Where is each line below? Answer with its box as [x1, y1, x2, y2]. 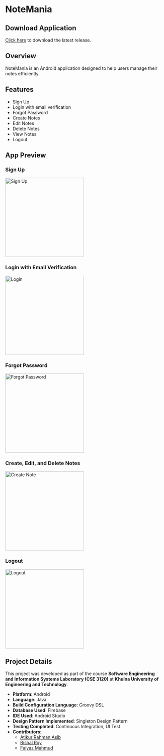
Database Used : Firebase [12, 707, 66, 713]
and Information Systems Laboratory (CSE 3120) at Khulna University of [5, 676, 159, 682]
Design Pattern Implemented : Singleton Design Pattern [12, 718, 128, 724]
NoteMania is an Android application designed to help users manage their [5, 65, 157, 71]
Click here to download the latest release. [5, 37, 92, 43]
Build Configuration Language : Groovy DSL [12, 702, 104, 708]
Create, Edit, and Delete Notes [5, 459, 80, 467]
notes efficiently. [5, 70, 40, 76]
